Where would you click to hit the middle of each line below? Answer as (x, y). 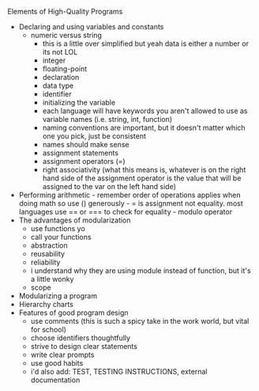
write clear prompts (62, 355)
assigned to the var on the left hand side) (109, 186)
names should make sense (86, 144)
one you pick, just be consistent (94, 136)
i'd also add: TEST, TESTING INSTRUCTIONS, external (119, 372)
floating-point (65, 69)
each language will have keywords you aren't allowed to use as (145, 111)
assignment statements (81, 153)
